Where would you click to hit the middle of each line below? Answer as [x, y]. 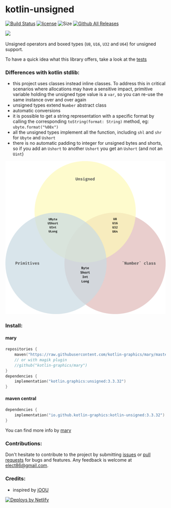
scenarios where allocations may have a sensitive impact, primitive [82, 89]
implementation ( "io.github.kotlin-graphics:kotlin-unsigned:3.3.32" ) [90, 415]
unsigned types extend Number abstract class [60, 105]
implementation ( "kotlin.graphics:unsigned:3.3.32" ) [70, 382]
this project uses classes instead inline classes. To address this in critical [89, 84]
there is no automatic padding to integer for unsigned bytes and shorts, [87, 143]
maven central [21, 398]
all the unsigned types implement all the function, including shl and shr [87, 132]
